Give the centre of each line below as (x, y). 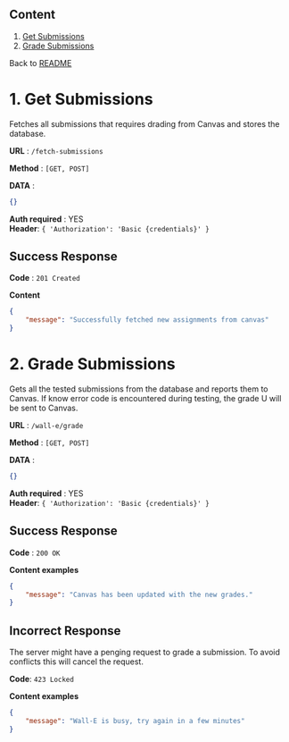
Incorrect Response (65, 631)
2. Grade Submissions (92, 364)
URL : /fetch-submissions (57, 150)
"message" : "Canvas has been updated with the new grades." (139, 594)
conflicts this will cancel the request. (77, 662)
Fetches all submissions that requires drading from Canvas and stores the (144, 123)
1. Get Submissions (81, 99)
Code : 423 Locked (41, 679)
